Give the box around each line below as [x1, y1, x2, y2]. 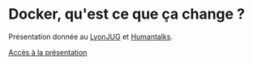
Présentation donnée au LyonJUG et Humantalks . [8, 32, 173, 41]
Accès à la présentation [8, 47, 88, 57]
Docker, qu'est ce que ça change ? [8, 5, 246, 24]
